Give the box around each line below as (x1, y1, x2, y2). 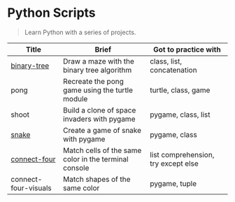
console (62, 163, 90, 173)
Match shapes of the (62, 174, 131, 184)
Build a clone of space (62, 105, 136, 115)
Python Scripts (7, 5, 96, 21)
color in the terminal (62, 154, 129, 164)
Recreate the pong (62, 76, 124, 86)
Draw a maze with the (62, 56, 134, 66)
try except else (150, 159, 199, 168)
